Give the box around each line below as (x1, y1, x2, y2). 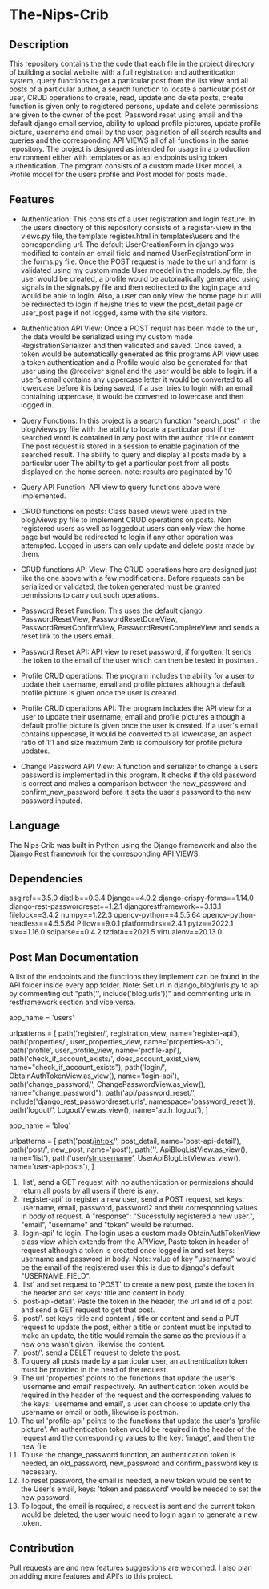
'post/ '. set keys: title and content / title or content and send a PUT (20, 1314, 240, 1323)
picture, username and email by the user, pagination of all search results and (9, 127, 262, 136)
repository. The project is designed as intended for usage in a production (9, 144, 251, 153)
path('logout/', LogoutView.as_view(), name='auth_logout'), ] (9, 1105, 209, 1115)
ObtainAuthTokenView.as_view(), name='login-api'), (9, 1071, 179, 1080)
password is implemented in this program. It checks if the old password (20, 770, 257, 780)
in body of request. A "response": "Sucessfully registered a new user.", (20, 1211, 255, 1221)
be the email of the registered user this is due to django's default (20, 1263, 235, 1272)
